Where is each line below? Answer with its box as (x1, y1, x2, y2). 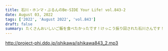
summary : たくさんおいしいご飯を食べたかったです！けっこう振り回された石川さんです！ (5, 26, 164, 31)
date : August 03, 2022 (5, 12, 53, 17)
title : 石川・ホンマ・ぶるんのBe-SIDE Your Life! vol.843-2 (5, 7, 126, 13)
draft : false (5, 21, 33, 27)
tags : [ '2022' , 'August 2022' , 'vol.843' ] (5, 17, 96, 22)
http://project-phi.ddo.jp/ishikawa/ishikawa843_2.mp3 (5, 40, 119, 46)
